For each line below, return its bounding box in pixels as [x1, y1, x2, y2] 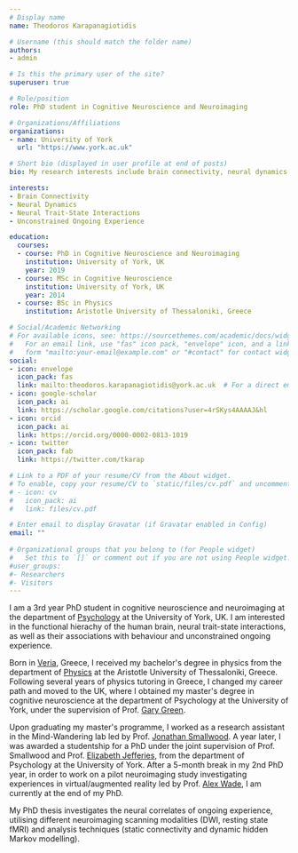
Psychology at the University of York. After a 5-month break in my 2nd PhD [9, 760, 284, 770]
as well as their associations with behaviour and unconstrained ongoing [9, 631, 271, 642]
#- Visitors [9, 578, 53, 587]
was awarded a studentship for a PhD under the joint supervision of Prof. [9, 741, 275, 752]
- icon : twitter [9, 439, 69, 448]
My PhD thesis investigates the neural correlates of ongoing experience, [9, 805, 273, 816]
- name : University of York [9, 135, 114, 144]
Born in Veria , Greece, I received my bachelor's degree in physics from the [9, 658, 282, 668]
